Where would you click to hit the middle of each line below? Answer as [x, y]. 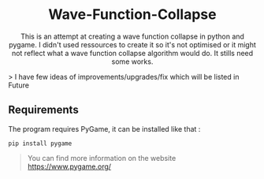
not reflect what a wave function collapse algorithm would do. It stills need [132, 53]
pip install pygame [40, 144]
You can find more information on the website [102, 158]
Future [19, 85]
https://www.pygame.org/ [69, 166]
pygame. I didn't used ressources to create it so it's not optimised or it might [132, 44]
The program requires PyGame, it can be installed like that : [104, 129]
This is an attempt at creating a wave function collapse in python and [132, 36]
